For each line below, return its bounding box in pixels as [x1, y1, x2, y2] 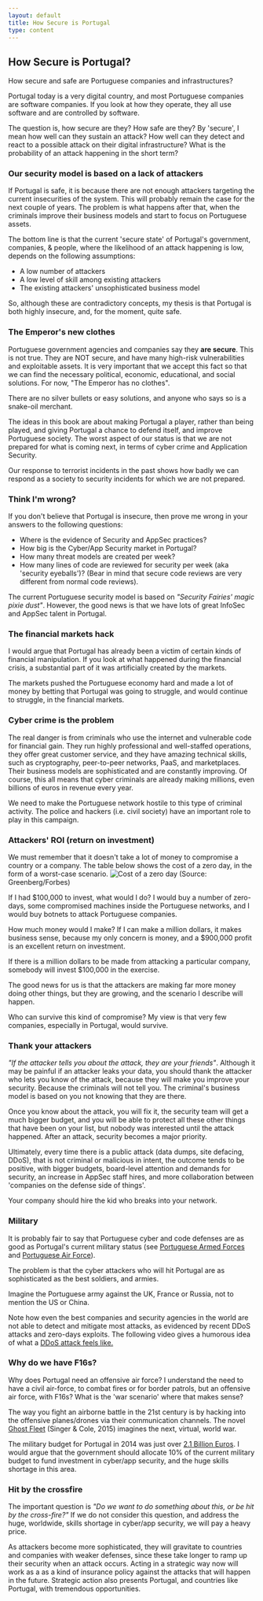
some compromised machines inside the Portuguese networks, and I [27, 900, 250, 910]
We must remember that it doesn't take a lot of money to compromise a [8, 852, 239, 862]
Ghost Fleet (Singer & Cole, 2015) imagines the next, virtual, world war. [8, 1424, 237, 1433]
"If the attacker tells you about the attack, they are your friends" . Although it [8, 1058, 256, 1067]
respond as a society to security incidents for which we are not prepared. [8, 474, 246, 483]
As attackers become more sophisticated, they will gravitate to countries [8, 1542, 243, 1551]
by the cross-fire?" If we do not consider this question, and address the [8, 1510, 239, 1520]
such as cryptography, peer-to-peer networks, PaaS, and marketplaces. [8, 757, 241, 767]
